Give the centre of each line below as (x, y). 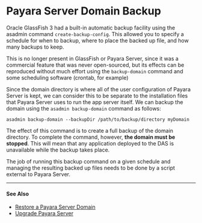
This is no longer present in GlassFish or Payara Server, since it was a (93, 58)
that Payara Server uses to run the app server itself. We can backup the (95, 102)
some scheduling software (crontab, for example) (67, 78)
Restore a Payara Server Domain (55, 207)
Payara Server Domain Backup (84, 11)
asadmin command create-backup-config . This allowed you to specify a (95, 34)
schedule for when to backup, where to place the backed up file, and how (98, 40)
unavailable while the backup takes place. (58, 150)
